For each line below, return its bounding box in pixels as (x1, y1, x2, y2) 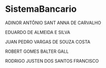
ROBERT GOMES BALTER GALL (5, 48, 69, 54)
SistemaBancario (5, 3, 77, 15)
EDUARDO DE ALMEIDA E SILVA (5, 29, 71, 35)
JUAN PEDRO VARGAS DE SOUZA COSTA (5, 38, 90, 45)
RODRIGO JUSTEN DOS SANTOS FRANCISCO (5, 58, 99, 64)
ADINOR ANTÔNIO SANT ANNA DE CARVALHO (5, 20, 101, 26)
